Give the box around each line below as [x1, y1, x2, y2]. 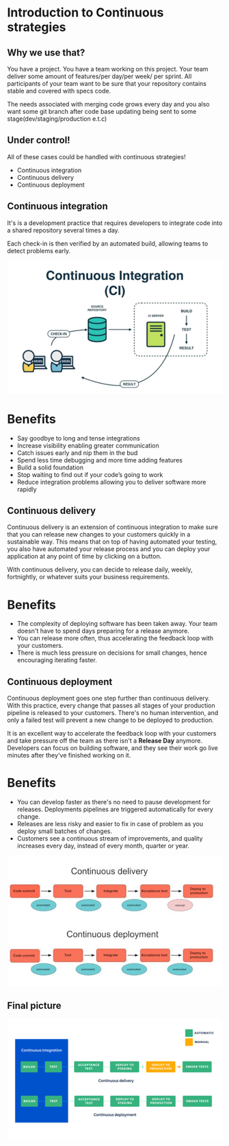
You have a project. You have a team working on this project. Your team [7, 65, 208, 73]
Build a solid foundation [16, 463, 84, 471]
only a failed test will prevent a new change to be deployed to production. [7, 716, 214, 725]
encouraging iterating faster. [16, 656, 97, 664]
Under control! [7, 135, 70, 146]
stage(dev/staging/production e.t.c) [7, 115, 107, 123]
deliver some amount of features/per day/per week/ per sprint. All [7, 72, 192, 80]
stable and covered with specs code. [7, 87, 111, 95]
